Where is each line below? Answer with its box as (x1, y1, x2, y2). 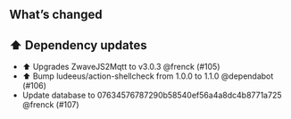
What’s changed (9, 7, 103, 22)
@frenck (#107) (21, 99, 79, 110)
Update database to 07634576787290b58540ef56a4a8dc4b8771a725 (21, 89, 282, 101)
